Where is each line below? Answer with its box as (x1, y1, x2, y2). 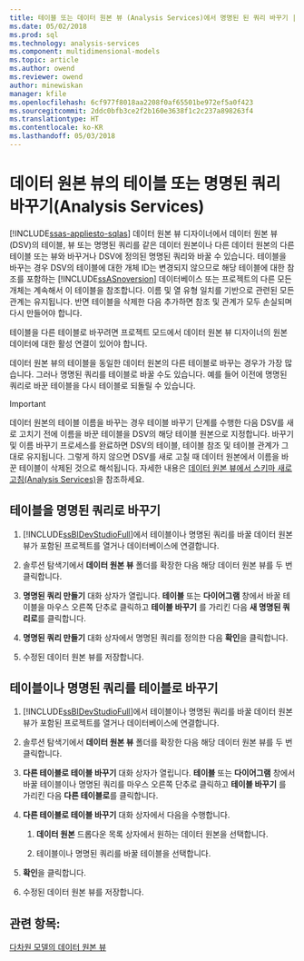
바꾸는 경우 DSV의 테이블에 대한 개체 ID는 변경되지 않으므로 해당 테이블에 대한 (9, 262, 286, 272)
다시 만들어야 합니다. (9, 307, 83, 318)
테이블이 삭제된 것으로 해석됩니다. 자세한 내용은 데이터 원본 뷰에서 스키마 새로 (18, 462, 293, 473)
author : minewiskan (9, 81, 83, 90)
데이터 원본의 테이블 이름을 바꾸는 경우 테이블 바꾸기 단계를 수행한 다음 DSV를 (9, 417, 285, 428)
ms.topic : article (9, 55, 79, 64)
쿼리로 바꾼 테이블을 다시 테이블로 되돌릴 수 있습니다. (9, 380, 196, 391)
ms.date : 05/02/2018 (9, 22, 88, 31)
